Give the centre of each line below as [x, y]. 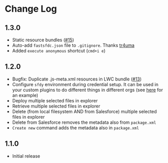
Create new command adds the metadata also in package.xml [76, 127]
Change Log [31, 9]
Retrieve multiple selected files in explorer [56, 106]
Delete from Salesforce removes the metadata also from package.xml [84, 122]
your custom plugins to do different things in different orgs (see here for [88, 90]
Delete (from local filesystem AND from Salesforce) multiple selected [85, 111]
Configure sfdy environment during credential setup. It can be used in [85, 84]
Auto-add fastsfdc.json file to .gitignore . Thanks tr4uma [73, 45]
